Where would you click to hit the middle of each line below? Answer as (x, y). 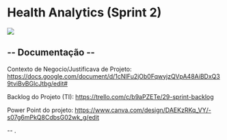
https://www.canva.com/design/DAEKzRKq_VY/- (143, 110)
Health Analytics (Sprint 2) (84, 13)
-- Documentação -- (51, 53)
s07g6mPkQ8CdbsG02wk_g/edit (53, 117)
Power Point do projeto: (40, 110)
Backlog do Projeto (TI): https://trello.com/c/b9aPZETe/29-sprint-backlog (110, 96)
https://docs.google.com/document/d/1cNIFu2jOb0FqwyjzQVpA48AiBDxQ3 (113, 76)
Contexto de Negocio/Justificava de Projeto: (69, 69)
